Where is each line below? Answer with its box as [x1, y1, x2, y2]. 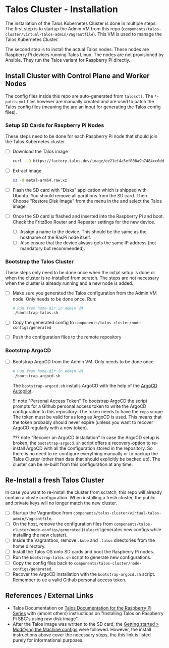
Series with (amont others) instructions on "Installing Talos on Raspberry [12, 610, 164, 616]
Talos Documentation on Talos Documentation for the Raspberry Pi [12, 604, 152, 611]
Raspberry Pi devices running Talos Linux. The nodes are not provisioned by [5, 52, 164, 58]
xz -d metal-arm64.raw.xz [12, 178, 67, 183]
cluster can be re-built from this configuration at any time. [12, 461, 133, 467]
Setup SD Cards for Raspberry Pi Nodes [5, 121, 104, 128]
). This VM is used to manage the [93, 31, 162, 37]
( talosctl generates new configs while [81, 527, 161, 533]
